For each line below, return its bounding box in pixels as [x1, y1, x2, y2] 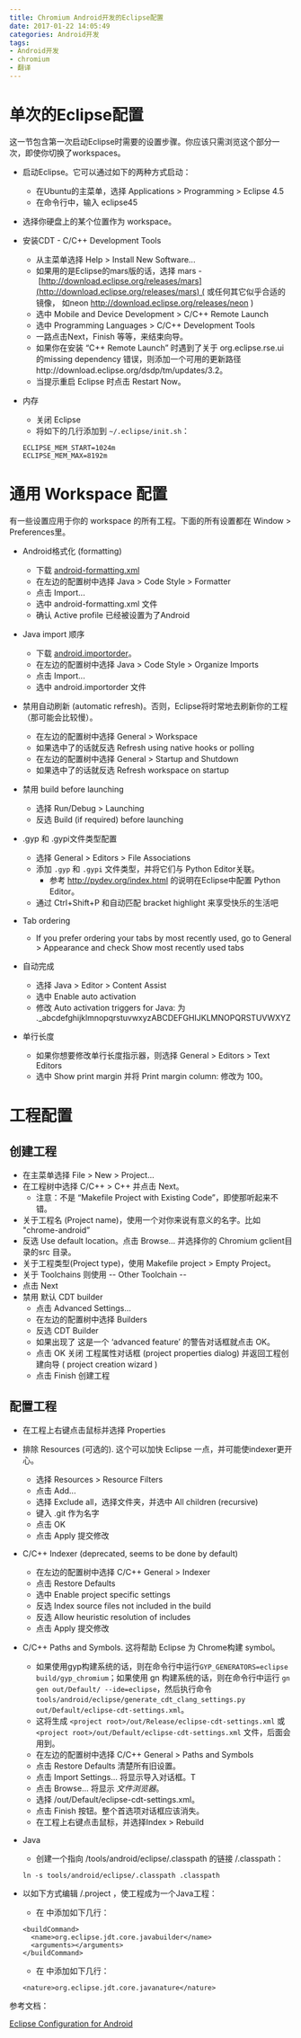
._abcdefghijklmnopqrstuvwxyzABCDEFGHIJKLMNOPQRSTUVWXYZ [35, 1012, 291, 1023]
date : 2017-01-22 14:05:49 [9, 22, 111, 31]
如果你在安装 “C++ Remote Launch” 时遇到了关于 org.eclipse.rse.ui [35, 342, 285, 353]
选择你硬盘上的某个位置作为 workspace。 [22, 216, 177, 226]
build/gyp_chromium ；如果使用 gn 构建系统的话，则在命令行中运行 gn [35, 1672, 290, 1683]
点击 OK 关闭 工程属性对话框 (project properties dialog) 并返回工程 [35, 1347, 281, 1358]
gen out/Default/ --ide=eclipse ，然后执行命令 [35, 1683, 213, 1694]
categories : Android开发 [9, 30, 100, 39]
